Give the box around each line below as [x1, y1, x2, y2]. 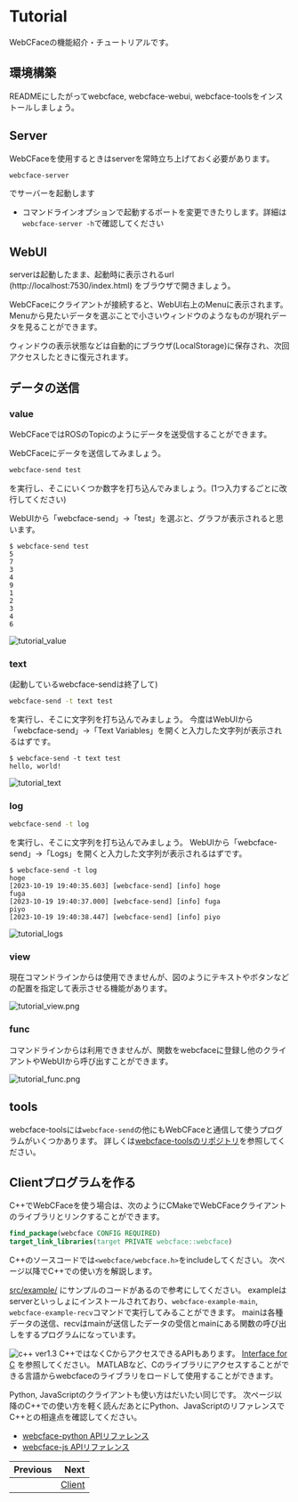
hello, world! [9, 762, 62, 771]
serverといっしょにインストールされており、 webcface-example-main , [9, 1296, 258, 1307]
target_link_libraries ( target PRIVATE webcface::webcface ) [9, 1237, 233, 1246]
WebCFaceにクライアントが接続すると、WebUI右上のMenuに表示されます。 [9, 299, 288, 310]
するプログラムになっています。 [24, 1329, 141, 1340]
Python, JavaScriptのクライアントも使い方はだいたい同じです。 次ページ [9, 1390, 275, 1400]
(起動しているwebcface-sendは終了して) [9, 679, 158, 690]
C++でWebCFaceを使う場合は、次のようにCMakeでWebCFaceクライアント [9, 1200, 287, 1211]
